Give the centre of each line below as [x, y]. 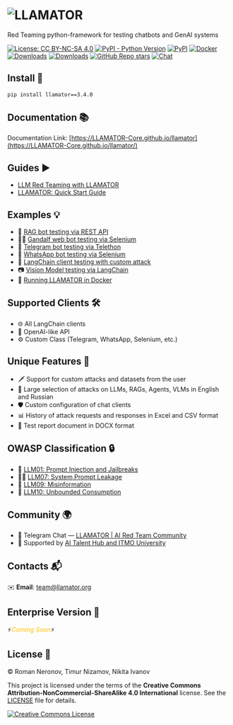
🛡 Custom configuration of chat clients [74, 404]
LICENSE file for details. [42, 700]
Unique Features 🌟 [49, 361]
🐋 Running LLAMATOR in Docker [65, 280]
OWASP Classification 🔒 [61, 449]
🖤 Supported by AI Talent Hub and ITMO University [91, 543]
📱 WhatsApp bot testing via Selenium [71, 254]
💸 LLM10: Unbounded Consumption [69, 491]
